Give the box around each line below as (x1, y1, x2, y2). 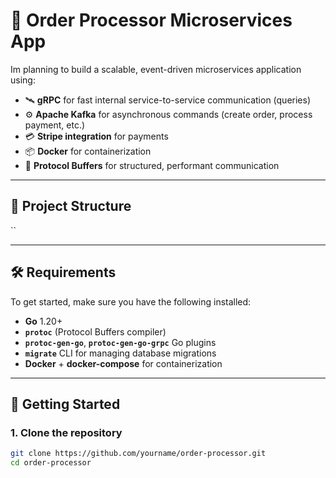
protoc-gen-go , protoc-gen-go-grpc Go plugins (24, 336, 217, 348)
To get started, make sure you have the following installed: (10, 295, 252, 308)
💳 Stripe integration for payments (24, 130, 169, 142)
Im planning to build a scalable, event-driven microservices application (10, 63, 302, 75)
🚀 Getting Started (10, 395, 121, 413)
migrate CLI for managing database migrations (24, 347, 217, 359)
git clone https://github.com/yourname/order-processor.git (10, 449, 267, 459)
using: (10, 74, 36, 86)
